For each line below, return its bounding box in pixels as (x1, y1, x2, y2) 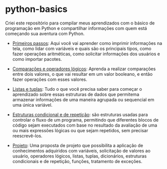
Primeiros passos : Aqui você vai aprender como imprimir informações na (12, 40, 163, 46)
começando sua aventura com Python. (5, 30, 85, 36)
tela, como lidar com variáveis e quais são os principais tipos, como (12, 45, 152, 51)
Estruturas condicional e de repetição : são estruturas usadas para (12, 111, 148, 118)
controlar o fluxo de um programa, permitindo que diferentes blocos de (12, 117, 159, 123)
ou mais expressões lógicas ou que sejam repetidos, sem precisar (12, 127, 149, 133)
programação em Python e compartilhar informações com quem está (5, 25, 147, 31)
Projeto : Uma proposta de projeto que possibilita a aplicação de (12, 142, 144, 148)
